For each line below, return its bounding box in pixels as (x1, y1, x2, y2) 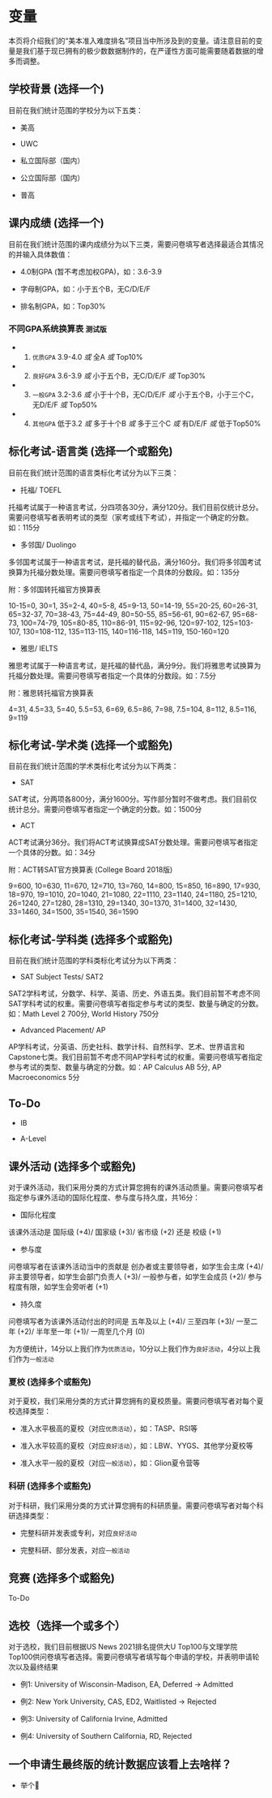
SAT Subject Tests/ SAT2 (19, 972, 104, 982)
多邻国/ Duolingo (19, 539, 77, 549)
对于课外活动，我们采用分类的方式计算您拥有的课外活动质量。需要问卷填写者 (8, 1182, 264, 1192)
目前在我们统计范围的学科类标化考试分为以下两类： (8, 956, 179, 966)
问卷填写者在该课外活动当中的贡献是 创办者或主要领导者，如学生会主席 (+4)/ (8, 1261, 264, 1271)
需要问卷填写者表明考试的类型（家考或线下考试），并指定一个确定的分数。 (8, 512, 253, 522)
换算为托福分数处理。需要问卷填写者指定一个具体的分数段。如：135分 (8, 567, 240, 577)
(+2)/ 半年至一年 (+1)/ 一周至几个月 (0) (17, 1326, 146, 1336)
